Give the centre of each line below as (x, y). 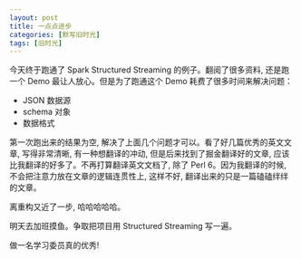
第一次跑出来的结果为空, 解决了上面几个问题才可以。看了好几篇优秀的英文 (146, 142)
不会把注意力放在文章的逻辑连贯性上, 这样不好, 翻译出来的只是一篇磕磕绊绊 (149, 177)
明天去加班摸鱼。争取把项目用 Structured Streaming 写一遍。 (123, 226)
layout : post (34, 18)
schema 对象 (46, 112)
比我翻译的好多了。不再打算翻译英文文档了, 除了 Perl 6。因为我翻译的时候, (148, 165)
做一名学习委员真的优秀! (54, 245)
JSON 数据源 (46, 101)
